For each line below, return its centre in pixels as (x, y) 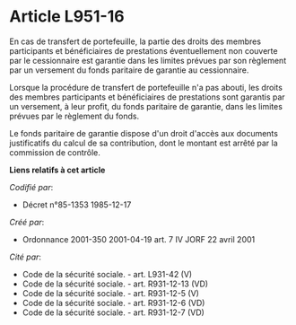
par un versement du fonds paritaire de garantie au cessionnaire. (129, 70)
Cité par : (26, 257)
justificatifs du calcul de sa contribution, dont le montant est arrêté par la (144, 143)
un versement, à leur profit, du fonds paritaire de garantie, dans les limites (146, 106)
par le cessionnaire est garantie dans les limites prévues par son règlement (148, 60)
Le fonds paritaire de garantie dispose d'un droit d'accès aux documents (144, 133)
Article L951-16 (67, 17)
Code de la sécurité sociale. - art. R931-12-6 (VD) (113, 303)
